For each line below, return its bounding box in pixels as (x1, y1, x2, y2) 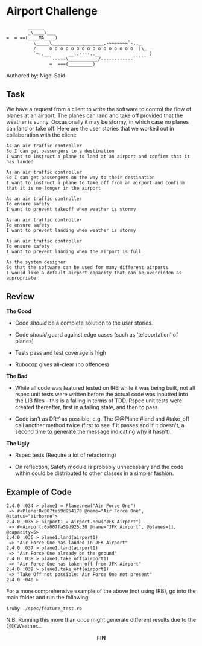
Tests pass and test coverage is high (14, 349, 107, 356)
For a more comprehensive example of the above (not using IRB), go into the (6, 587, 196, 595)
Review (6, 291, 35, 302)
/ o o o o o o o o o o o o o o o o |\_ (33, 45, 147, 51)
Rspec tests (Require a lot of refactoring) (14, 451, 116, 459)
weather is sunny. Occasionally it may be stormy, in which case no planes (6, 118, 189, 125)
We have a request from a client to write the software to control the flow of (6, 105, 192, 112)
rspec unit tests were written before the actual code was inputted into (14, 390, 188, 398)
